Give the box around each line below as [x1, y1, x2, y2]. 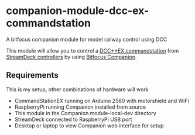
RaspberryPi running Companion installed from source [14, 103, 146, 110]
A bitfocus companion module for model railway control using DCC [6, 36, 167, 43]
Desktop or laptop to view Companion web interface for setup [14, 122, 164, 129]
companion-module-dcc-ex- [6, 4, 149, 18]
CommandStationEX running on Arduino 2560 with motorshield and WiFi [14, 97, 189, 104]
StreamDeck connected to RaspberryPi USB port [14, 116, 132, 123]
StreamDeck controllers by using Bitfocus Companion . [6, 53, 137, 60]
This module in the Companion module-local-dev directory [14, 109, 156, 116]
